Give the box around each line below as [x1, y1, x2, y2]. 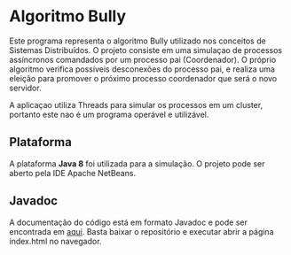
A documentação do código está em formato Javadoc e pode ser [9, 217, 248, 228]
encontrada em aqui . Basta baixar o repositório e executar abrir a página [9, 226, 274, 236]
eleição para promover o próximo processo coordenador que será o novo [9, 73, 278, 83]
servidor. [9, 82, 42, 93]
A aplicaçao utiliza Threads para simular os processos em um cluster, [9, 99, 263, 110]
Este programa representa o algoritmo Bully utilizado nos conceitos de [9, 35, 266, 46]
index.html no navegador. [9, 236, 102, 246]
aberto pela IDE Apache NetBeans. [9, 167, 136, 178]
